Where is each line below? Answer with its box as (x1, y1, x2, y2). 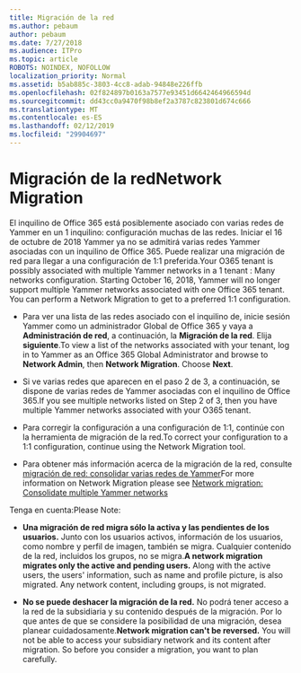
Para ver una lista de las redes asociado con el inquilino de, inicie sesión (22, 310, 290, 321)
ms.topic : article (9, 55, 78, 64)
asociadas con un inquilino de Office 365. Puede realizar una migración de (9, 246, 286, 257)
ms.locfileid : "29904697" (9, 130, 106, 139)
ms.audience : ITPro (9, 47, 83, 56)
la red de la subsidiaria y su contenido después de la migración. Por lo (22, 606, 283, 616)
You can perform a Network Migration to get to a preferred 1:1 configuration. (9, 293, 291, 304)
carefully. (22, 653, 58, 664)
